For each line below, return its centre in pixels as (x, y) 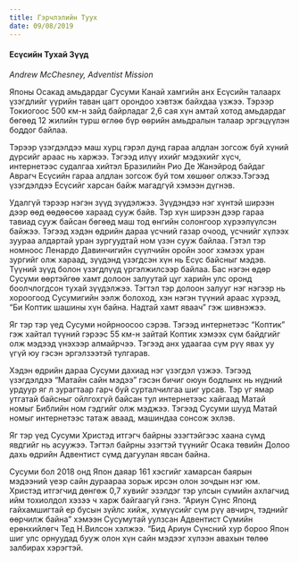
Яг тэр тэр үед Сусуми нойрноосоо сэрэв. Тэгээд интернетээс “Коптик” (147, 324)
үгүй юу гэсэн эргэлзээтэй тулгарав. (80, 353)
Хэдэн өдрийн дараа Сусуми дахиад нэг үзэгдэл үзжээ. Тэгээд (130, 370)
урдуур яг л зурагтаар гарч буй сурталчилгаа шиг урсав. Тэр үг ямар (142, 389)
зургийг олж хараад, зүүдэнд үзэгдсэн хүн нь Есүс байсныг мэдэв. (137, 260)
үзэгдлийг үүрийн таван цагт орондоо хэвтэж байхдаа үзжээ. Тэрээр (142, 101)
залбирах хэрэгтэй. (46, 548)
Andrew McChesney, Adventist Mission (81, 74)
